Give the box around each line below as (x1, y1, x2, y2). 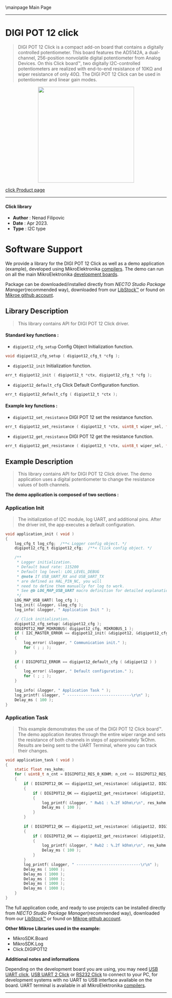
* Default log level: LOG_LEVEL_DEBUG (16, 569, 100, 574)
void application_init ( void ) (5, 531, 74, 537)
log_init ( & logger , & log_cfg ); (14, 603, 83, 608)
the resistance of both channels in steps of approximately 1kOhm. (17, 737, 156, 743)
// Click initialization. (14, 616, 70, 622)
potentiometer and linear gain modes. (17, 76, 97, 82)
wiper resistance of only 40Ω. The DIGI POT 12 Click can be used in (17, 71, 161, 77)
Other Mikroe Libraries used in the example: (5, 925, 101, 932)
